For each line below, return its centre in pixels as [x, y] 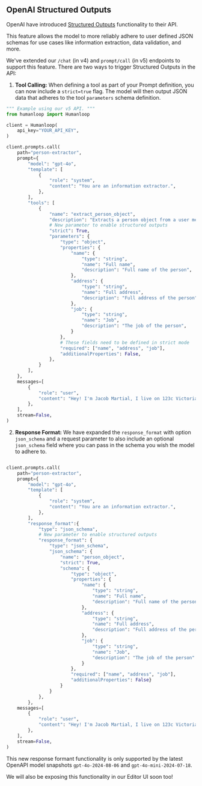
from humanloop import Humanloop [48, 114]
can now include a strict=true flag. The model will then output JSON [101, 91]
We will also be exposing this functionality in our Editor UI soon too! [90, 776]
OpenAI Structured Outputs [59, 10]
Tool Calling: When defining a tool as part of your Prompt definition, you [104, 85]
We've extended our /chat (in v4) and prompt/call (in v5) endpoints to [93, 60]
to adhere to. [31, 451]
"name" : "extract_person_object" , [92, 214]
